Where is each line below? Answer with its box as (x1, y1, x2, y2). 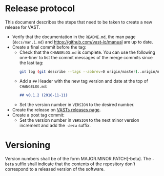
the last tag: (19, 60, 43, 66)
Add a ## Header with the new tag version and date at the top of (19, 78, 148, 84)
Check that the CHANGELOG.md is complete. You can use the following (19, 49, 155, 55)
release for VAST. (5, 24, 41, 30)
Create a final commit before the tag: (12, 44, 86, 50)
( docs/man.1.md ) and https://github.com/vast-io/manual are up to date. (12, 39, 153, 44)
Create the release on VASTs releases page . (12, 107, 101, 112)
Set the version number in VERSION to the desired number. (19, 101, 135, 108)
